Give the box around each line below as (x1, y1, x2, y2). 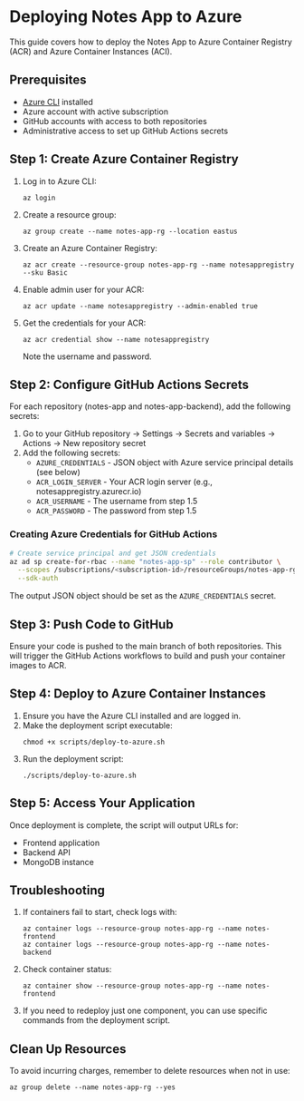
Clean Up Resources (9, 1041, 127, 1057)
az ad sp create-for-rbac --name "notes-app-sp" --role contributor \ (9, 557, 281, 566)
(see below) (35, 467, 81, 478)
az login (22, 193, 56, 202)
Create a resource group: (22, 209, 117, 219)
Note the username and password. (22, 351, 152, 362)
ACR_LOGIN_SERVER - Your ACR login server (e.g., (35, 476, 213, 487)
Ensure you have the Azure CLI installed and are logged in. (22, 710, 242, 721)
